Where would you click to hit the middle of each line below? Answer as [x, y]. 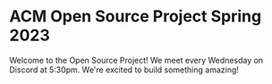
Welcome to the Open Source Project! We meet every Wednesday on [136, 60]
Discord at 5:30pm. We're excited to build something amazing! [124, 70]
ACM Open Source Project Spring [136, 17]
